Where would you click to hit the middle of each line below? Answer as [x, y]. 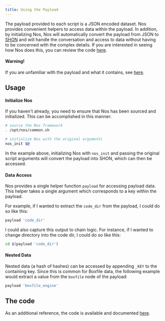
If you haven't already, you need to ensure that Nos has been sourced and [81, 111]
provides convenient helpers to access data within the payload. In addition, [82, 29]
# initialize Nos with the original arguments [54, 139]
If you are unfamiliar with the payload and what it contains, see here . [75, 72]
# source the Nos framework [34, 126]
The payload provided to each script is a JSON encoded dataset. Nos [76, 24]
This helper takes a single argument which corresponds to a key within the [81, 191]
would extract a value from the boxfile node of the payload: [66, 277]
